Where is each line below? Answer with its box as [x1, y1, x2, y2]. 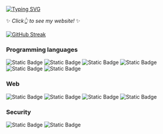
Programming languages [6, 45, 78, 53]
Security [6, 108, 31, 116]
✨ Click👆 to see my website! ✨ [6, 18, 81, 24]
